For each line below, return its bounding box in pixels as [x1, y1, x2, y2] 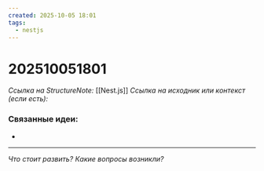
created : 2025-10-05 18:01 [8, 11, 97, 20]
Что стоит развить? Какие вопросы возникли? [8, 154, 164, 163]
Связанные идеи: [8, 114, 79, 125]
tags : [8, 19, 26, 27]
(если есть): [8, 94, 49, 104]
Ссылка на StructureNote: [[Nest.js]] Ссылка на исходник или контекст [8, 85, 246, 95]
